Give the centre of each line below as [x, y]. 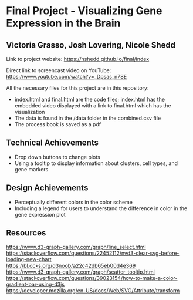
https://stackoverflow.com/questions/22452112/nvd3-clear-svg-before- [93, 253]
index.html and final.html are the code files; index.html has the [90, 99]
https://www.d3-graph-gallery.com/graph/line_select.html [76, 247]
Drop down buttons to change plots [57, 157]
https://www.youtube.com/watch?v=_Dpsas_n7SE [67, 77]
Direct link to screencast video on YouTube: [59, 70]
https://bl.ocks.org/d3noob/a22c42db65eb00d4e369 [71, 266]
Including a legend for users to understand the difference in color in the [101, 208]
